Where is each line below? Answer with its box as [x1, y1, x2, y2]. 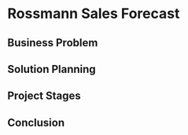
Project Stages [7, 89, 82, 103]
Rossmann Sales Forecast [7, 5, 180, 23]
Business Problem [7, 36, 98, 49]
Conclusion [7, 115, 65, 130]
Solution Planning [7, 62, 96, 75]
